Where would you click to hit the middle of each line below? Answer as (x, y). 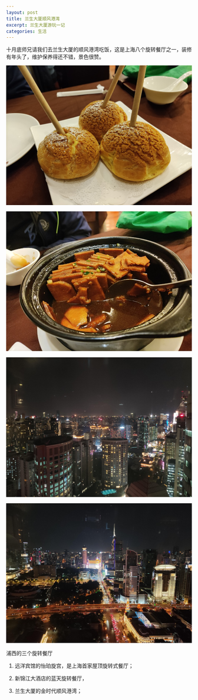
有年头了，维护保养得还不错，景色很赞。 (55, 57)
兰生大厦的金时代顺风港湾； (48, 691)
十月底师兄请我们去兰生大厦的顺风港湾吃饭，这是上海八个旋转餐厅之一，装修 (99, 50)
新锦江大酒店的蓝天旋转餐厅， (51, 678)
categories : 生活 (27, 31)
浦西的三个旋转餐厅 (29, 653)
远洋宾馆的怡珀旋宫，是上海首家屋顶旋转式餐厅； (74, 666)
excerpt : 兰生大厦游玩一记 (36, 25)
